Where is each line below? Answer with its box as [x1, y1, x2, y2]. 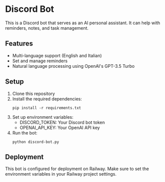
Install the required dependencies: [12, 95, 82, 102]
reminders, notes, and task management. [5, 25, 89, 31]
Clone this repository [12, 91, 55, 96]
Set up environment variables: [12, 114, 74, 120]
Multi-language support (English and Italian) [12, 52, 102, 58]
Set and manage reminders [12, 58, 68, 64]
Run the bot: [12, 130, 38, 136]
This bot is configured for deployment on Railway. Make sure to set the [5, 166, 149, 172]
